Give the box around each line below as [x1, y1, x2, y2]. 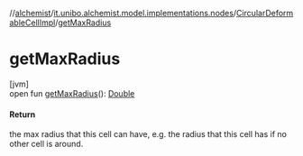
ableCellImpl [9, 17, 56, 28]
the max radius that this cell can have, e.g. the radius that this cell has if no [9, 129, 287, 140]
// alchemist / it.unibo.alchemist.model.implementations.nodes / [9, 8, 237, 18]
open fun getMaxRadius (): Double [9, 87, 135, 98]
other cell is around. [9, 139, 84, 150]
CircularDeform [235, 8, 294, 18]
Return [9, 108, 36, 120]
